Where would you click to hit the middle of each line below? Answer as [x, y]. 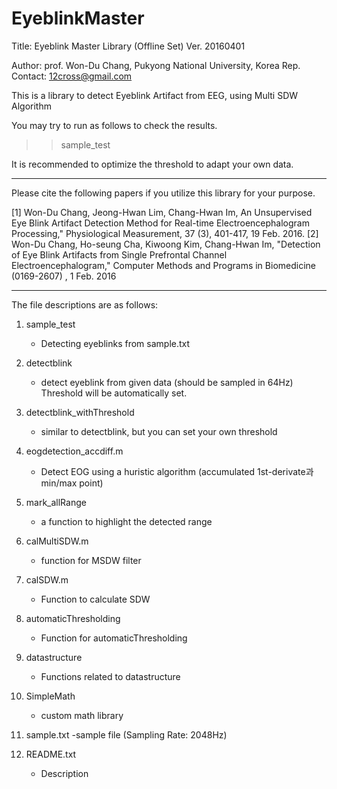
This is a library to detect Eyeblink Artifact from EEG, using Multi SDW [155, 95]
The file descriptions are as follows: [85, 304]
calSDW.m [47, 579]
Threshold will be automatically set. [114, 393]
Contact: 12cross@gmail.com [72, 76]
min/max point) [72, 483]
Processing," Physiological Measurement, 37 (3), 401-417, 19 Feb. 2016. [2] [165, 233]
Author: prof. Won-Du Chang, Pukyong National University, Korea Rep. [156, 65]
